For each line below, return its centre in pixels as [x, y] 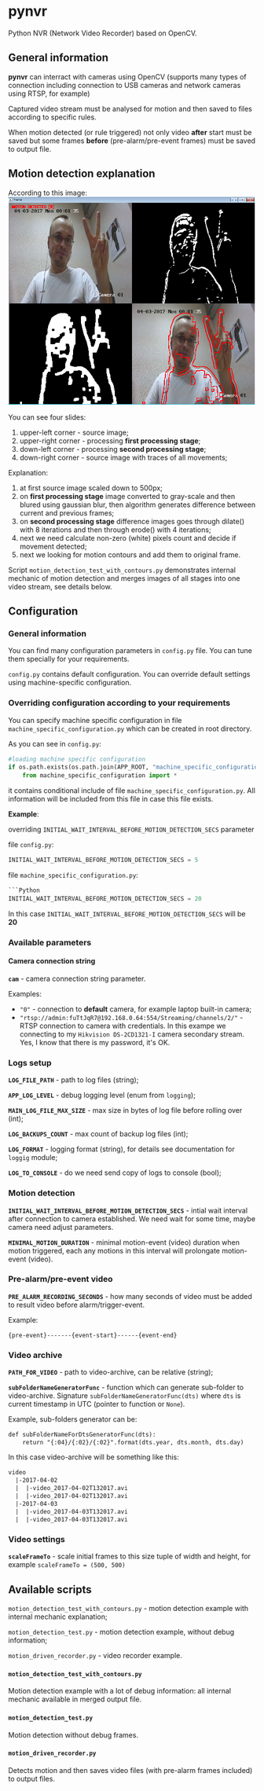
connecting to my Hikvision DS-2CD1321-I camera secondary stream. [132, 1034]
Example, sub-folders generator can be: [73, 1419]
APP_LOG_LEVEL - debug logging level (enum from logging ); [102, 1096]
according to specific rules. [52, 117]
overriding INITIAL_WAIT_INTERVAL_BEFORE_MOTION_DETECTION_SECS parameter [131, 829]
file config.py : [31, 845]
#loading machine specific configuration [77, 759]
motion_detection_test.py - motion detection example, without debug [121, 1632]
